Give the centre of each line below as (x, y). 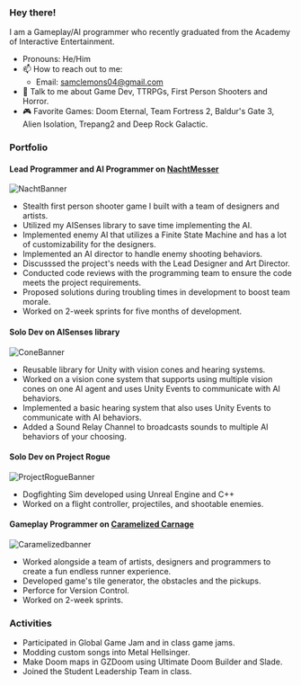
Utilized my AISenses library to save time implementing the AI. (137, 226)
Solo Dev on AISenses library (65, 332)
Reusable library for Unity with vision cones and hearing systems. (144, 369)
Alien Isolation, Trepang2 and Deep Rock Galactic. (115, 124)
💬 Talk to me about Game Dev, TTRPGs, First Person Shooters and (145, 92)
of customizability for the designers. (89, 245)
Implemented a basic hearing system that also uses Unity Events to (146, 407)
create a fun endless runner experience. (97, 572)
